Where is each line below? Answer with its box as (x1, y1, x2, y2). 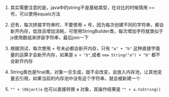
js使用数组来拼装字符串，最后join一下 (10, 35, 89, 40)
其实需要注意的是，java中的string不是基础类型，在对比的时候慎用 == (10, 5, 155, 10)
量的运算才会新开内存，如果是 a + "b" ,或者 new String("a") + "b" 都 (10, 52, 156, 58)
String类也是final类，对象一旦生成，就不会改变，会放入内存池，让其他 (10, 69, 158, 75)
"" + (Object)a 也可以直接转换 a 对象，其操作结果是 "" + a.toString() (10, 86, 161, 92)
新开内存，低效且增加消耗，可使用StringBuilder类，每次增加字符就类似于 (10, 28, 164, 34)
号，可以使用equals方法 (10, 11, 60, 17)
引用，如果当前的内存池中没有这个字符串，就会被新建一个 (19, 76, 141, 81)
